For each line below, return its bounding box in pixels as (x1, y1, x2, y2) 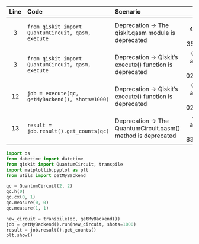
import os (6, 150, 31, 156)
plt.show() (6, 232, 33, 239)
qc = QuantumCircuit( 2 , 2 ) (6, 183, 73, 189)
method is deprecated (114, 131, 176, 140)
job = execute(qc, (27, 90, 79, 97)
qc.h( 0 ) (6, 189, 25, 195)
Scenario (114, 8, 141, 15)
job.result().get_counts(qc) (27, 128, 110, 134)
